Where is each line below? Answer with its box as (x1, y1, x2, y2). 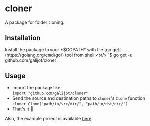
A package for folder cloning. (5, 19, 65, 25)
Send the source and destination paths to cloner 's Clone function (12, 95, 145, 101)
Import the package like (12, 84, 61, 90)
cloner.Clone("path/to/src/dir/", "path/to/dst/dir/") (12, 101, 128, 106)
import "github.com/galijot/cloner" (12, 91, 88, 96)
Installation (5, 34, 41, 42)
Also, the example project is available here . (5, 115, 93, 121)
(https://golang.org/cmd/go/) (5, 52, 64, 58)
